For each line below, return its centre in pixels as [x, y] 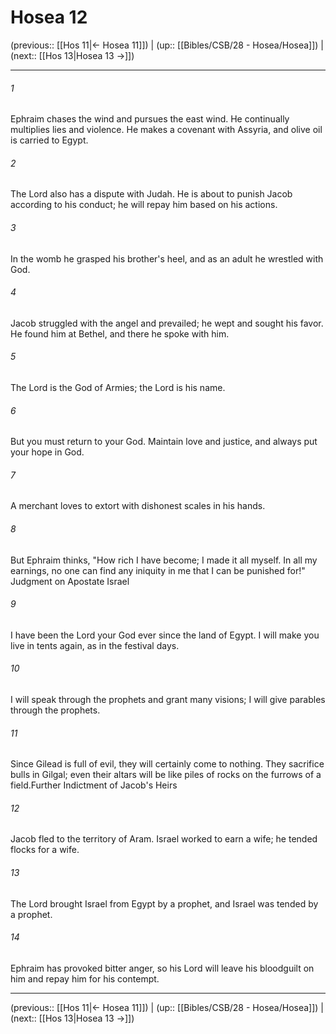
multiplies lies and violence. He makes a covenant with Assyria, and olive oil [166, 130]
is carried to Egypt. [49, 140]
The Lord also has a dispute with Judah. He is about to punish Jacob [151, 194]
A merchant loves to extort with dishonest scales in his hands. [138, 506]
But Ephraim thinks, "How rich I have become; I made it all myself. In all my [164, 560]
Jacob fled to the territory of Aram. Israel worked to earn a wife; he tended [164, 839]
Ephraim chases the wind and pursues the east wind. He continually [150, 119]
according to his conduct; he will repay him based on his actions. [144, 205]
